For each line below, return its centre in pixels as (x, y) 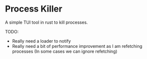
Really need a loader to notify (41, 41)
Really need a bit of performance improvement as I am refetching (77, 46)
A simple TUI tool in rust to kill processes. (47, 22)
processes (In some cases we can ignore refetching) (65, 51)
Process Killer (34, 9)
